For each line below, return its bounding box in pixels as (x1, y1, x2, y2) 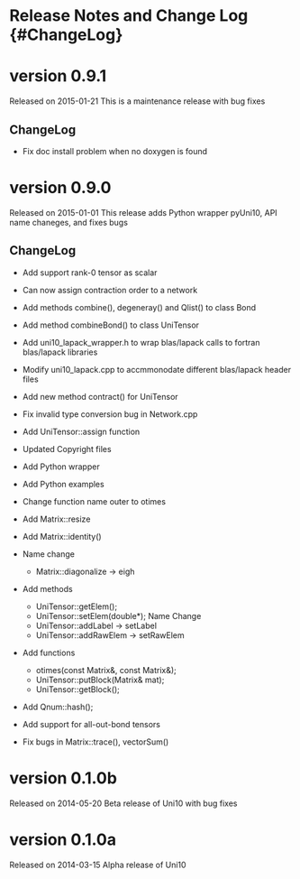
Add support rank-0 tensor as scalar (22, 267, 158, 278)
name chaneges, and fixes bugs (9, 217, 129, 227)
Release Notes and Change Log (9, 5, 249, 26)
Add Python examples (22, 478, 105, 489)
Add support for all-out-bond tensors (22, 718, 160, 729)
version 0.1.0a (9, 829, 117, 849)
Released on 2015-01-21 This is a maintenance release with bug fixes (9, 96, 266, 106)
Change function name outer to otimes (22, 495, 167, 506)
